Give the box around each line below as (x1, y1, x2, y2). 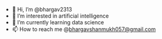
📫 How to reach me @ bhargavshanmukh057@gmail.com (12, 26, 156, 33)
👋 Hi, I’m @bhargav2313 (12, 6, 72, 13)
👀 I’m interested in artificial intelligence (12, 12, 109, 19)
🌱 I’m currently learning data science (12, 19, 104, 26)
